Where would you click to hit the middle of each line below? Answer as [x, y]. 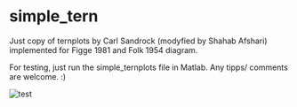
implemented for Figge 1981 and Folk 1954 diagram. [104, 50]
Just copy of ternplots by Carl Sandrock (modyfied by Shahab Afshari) [138, 41]
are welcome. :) [38, 76]
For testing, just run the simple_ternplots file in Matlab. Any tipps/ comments [149, 67]
